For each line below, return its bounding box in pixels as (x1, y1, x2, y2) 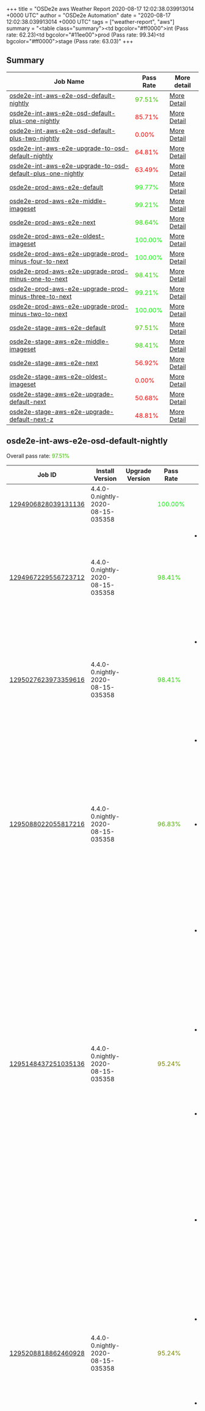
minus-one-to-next (9, 274, 68, 283)
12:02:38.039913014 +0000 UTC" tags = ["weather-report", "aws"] (6, 18, 175, 25)
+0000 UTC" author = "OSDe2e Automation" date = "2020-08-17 (6, 12, 171, 19)
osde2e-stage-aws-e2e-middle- (9, 337, 109, 346)
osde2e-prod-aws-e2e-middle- (9, 197, 107, 205)
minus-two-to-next (9, 310, 68, 318)
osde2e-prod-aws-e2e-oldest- (9, 232, 105, 240)
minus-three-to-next (9, 292, 72, 301)
